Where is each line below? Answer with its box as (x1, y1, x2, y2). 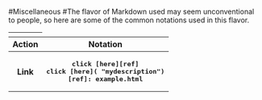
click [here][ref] (71, 60, 139, 68)
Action (12, 39, 39, 50)
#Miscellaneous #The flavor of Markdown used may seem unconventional (8, 7, 255, 16)
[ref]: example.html (68, 75, 143, 83)
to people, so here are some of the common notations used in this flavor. (8, 15, 250, 25)
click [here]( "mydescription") (45, 67, 165, 75)
